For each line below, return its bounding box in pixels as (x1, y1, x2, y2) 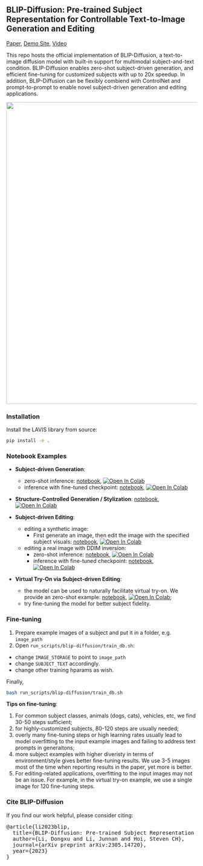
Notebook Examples (6, 452, 67, 460)
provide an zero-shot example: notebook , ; (24, 594, 172, 601)
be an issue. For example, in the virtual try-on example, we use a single (14, 776, 192, 784)
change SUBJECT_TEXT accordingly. (14, 659, 100, 667)
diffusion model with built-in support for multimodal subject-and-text (23, 57, 195, 65)
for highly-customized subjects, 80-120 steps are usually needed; (14, 725, 179, 733)
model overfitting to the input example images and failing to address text (14, 738, 196, 745)
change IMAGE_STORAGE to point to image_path (14, 653, 126, 661)
